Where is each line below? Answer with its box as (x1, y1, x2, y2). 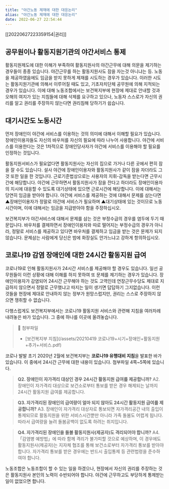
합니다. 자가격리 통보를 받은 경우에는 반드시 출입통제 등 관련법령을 (17, 448, 147, 454)
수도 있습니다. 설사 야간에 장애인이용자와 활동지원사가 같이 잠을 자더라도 (16, 167, 157, 173)
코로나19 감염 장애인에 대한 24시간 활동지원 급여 (5, 251, 146, 259)
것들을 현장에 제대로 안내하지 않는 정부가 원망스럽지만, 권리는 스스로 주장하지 (5, 290, 156, 296)
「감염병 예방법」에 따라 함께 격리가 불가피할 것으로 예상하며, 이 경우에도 (17, 435, 161, 441)
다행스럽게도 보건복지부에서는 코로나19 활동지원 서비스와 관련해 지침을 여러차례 (5, 308, 161, 314)
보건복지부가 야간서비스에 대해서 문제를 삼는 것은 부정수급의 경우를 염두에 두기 (5, 216, 159, 221)
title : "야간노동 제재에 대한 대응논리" (5, 7, 78, 13)
